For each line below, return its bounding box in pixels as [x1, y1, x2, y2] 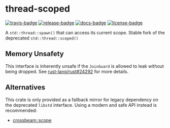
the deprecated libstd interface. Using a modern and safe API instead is [5, 102, 157, 108]
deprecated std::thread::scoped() [5, 35, 79, 41]
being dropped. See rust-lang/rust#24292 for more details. [5, 68, 128, 74]
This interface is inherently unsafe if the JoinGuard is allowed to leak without [5, 63, 164, 69]
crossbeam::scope [12, 117, 52, 123]
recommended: [5, 107, 37, 113]
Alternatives [5, 83, 46, 92]
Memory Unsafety [5, 50, 64, 58]
